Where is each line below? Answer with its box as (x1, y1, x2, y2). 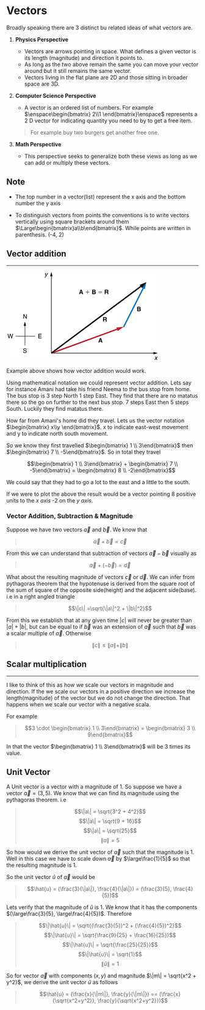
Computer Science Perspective (15, 92, 96, 99)
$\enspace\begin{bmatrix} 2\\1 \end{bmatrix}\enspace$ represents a (24, 110, 198, 118)
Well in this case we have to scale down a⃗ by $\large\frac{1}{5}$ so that (6, 855, 190, 862)
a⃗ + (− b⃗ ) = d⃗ (89, 561, 131, 569)
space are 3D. (24, 80, 60, 88)
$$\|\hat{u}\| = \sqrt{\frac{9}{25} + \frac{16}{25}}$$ (44, 932, 176, 939)
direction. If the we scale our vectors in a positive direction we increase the (6, 687, 195, 695)
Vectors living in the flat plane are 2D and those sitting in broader (24, 73, 188, 81)
